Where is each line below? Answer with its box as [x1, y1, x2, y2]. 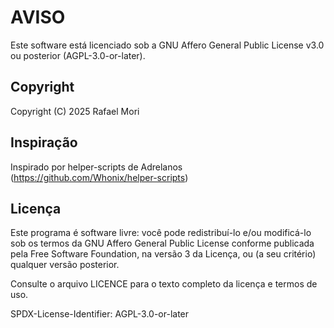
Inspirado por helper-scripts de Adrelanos [10, 161, 183, 173]
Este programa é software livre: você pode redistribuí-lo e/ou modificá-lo [10, 227, 312, 239]
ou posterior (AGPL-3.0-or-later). [10, 49, 146, 61]
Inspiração [10, 134, 78, 151]
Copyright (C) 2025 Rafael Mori [10, 105, 140, 117]
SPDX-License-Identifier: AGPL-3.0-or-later [10, 308, 190, 320]
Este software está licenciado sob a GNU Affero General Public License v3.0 [10, 39, 325, 51]
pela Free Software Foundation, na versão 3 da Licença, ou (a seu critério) [10, 248, 317, 260]
